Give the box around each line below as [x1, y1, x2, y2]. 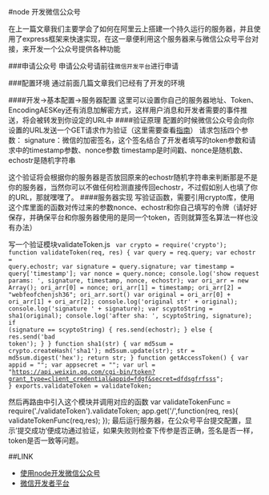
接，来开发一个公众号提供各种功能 [8, 44, 121, 54]
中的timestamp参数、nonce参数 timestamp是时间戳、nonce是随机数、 [14, 145, 247, 155]
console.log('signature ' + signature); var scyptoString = [8, 305, 214, 313]
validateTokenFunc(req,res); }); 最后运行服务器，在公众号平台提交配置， [8, 416, 246, 425]
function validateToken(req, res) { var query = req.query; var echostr [8, 249, 256, 257]
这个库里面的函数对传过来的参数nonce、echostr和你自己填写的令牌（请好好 [8, 203, 258, 212]
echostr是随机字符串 [8, 156, 76, 164]
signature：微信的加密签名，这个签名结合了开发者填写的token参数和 [23, 136, 250, 144]
